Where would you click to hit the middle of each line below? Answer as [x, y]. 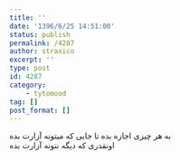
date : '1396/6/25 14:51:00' [62, 26]
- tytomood [46, 93]
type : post [30, 69]
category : [28, 85]
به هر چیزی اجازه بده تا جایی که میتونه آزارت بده [90, 136]
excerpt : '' [32, 60]
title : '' [28, 18]
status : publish [40, 34]
